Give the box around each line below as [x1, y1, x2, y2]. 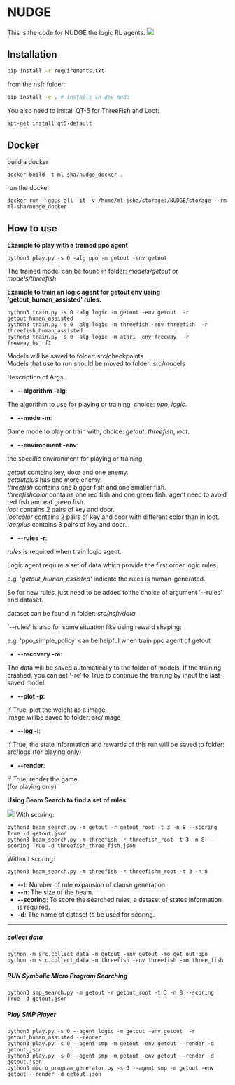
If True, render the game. [7, 775, 80, 783]
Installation [7, 48, 57, 60]
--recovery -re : [17, 650, 63, 658]
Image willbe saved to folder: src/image [7, 713, 121, 721]
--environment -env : [17, 441, 79, 449]
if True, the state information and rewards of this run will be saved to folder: [7, 741, 225, 748]
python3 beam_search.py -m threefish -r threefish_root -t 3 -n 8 [7, 836, 205, 843]
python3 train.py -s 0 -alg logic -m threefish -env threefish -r [7, 321, 208, 328]
